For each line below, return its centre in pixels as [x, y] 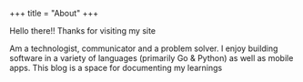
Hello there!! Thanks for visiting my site [83, 31]
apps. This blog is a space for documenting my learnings [116, 68]
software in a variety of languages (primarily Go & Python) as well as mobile [151, 58]
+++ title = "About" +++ [54, 13]
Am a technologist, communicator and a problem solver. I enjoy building [144, 48]
